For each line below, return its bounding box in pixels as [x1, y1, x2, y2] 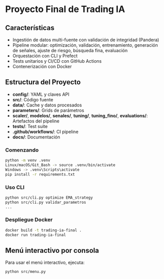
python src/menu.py [5, 269, 46, 274]
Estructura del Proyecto [5, 78, 81, 86]
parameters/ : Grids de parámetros [12, 107, 84, 113]
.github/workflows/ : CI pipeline [12, 128, 79, 134]
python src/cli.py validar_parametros [5, 200, 86, 205]
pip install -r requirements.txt [5, 172, 75, 177]
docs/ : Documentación [12, 134, 60, 140]
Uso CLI [5, 184, 25, 191]
